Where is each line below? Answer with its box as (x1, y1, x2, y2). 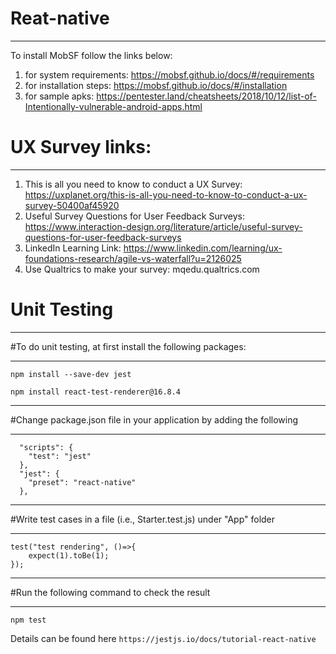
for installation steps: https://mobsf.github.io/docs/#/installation (24, 79, 288, 91)
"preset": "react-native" (28, 477, 137, 487)
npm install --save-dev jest (10, 369, 132, 379)
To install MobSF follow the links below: (10, 49, 173, 61)
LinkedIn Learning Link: (24, 242, 122, 254)
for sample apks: (24, 90, 95, 102)
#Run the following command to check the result (10, 586, 211, 598)
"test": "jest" (28, 451, 92, 461)
